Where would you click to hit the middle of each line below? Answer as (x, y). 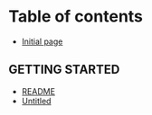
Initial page (42, 41)
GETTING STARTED (64, 70)
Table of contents (76, 17)
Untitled (36, 101)
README (38, 91)
